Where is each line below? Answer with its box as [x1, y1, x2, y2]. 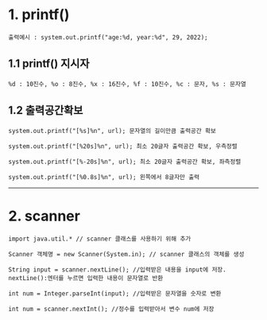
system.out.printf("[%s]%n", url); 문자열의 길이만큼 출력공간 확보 [8, 127, 217, 135]
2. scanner [8, 207, 81, 224]
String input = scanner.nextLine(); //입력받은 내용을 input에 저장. [8, 265, 226, 274]
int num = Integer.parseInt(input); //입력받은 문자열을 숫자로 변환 [8, 289, 222, 298]
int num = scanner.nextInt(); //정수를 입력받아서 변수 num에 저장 [8, 305, 215, 313]
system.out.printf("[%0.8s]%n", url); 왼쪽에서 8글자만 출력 [8, 173, 200, 181]
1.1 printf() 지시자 [8, 57, 90, 71]
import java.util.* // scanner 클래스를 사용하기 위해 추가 [8, 235, 192, 243]
